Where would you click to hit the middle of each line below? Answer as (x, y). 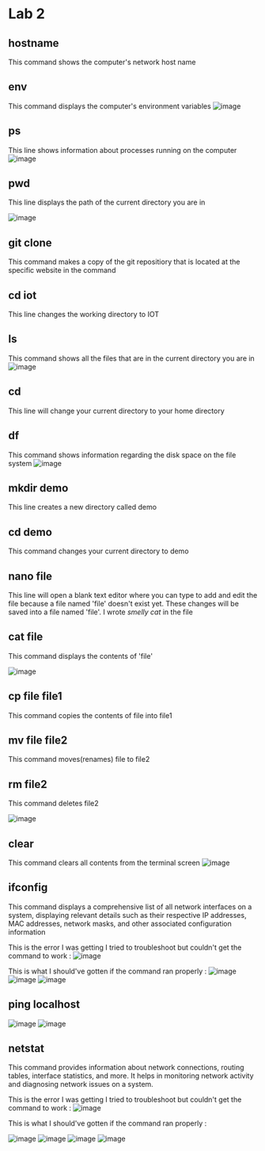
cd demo (30, 532)
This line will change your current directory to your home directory (117, 411)
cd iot (23, 295)
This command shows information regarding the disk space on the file (122, 455)
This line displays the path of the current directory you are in (107, 202)
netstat (26, 1048)
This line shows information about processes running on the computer (123, 150)
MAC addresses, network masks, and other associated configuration (120, 923)
